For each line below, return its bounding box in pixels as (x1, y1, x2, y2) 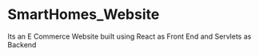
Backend (7, 39, 37, 49)
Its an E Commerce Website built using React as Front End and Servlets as (7, 32, 252, 41)
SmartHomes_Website (7, 6, 160, 24)
